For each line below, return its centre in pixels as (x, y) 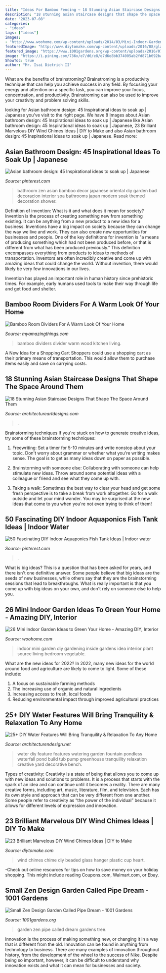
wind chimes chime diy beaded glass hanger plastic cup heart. (81, 860)
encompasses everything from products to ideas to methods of (69, 253)
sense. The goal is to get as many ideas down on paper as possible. (81, 458)
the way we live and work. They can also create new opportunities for (76, 231)
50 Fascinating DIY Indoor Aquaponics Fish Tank (82, 519)
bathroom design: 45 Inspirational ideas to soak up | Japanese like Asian (79, 120)
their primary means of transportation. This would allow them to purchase (80, 358)
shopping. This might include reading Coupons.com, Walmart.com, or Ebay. (82, 875)
